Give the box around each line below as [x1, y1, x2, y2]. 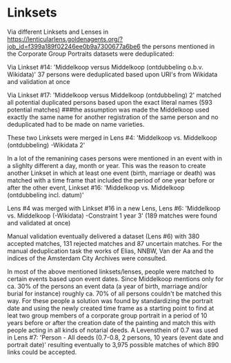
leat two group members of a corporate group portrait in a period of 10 [7, 311, 208, 320]
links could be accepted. [7, 348, 77, 356]
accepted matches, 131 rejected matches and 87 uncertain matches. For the [7, 239, 223, 247]
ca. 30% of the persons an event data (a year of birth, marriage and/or [7, 282, 208, 290]
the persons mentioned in [141, 42, 215, 50]
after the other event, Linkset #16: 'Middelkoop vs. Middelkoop [7, 183, 185, 191]
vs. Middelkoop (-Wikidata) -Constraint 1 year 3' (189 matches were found [7, 211, 217, 220]
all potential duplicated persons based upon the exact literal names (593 [7, 98, 212, 106]
